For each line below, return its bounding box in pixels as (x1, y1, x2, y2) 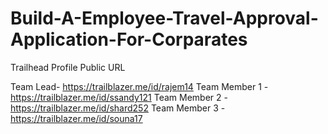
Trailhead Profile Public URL (10, 61, 126, 73)
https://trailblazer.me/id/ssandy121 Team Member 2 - (10, 91, 228, 103)
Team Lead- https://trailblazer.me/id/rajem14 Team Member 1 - (10, 80, 269, 92)
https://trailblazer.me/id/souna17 (10, 112, 143, 124)
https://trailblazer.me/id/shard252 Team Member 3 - (10, 102, 226, 114)
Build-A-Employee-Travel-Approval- (10, 7, 319, 30)
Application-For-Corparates (10, 28, 248, 51)
